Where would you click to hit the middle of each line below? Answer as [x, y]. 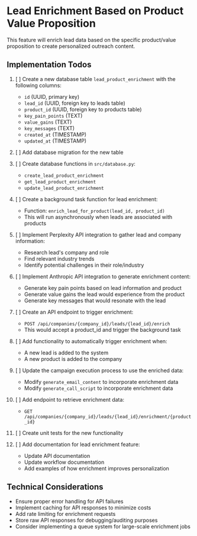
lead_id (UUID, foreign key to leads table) [75, 103]
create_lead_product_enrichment [64, 176]
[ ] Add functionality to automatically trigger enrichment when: [91, 341]
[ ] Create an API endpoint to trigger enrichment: [74, 312]
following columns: [38, 85]
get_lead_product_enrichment [60, 182]
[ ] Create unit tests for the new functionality [69, 432]
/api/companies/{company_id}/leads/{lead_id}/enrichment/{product [108, 416]
